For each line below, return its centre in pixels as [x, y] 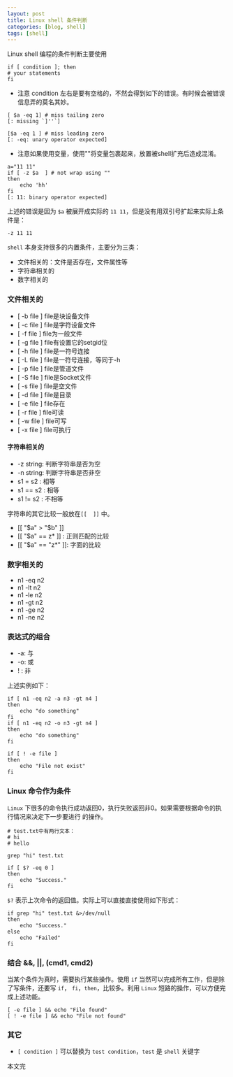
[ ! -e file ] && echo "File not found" [67, 1016]
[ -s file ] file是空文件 [47, 386]
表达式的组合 [29, 636]
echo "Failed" [40, 938]
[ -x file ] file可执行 [44, 429]
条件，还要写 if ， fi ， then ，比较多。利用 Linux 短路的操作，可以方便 [119, 987]
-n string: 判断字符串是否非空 [59, 472]
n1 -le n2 [30, 595]
